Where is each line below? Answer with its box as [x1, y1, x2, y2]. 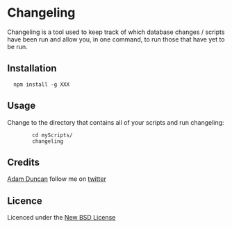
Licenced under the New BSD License [7, 213, 116, 222]
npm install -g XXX [13, 81, 70, 88]
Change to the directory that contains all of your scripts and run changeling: [7, 118, 224, 126]
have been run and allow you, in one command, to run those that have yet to [7, 35, 225, 43]
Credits [7, 156, 40, 168]
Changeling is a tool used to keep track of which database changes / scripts [7, 28, 225, 36]
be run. [7, 42, 28, 51]
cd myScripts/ [32, 132, 73, 139]
